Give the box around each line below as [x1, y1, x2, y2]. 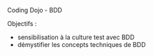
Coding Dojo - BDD [7, 6, 63, 14]
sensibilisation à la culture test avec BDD [17, 33, 135, 41]
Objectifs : [7, 20, 37, 27]
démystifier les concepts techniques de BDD [17, 41, 146, 48]
